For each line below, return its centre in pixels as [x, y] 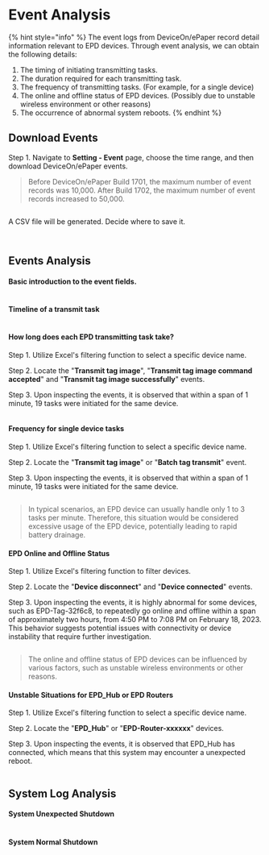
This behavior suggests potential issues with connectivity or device [120, 628]
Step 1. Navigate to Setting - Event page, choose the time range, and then [131, 157]
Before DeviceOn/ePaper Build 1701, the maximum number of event [140, 181]
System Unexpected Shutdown [62, 814]
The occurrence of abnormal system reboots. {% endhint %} [121, 112]
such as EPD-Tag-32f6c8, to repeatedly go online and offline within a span [132, 611]
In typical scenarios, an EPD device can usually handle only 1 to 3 [137, 508]
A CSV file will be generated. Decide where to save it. [97, 221]
